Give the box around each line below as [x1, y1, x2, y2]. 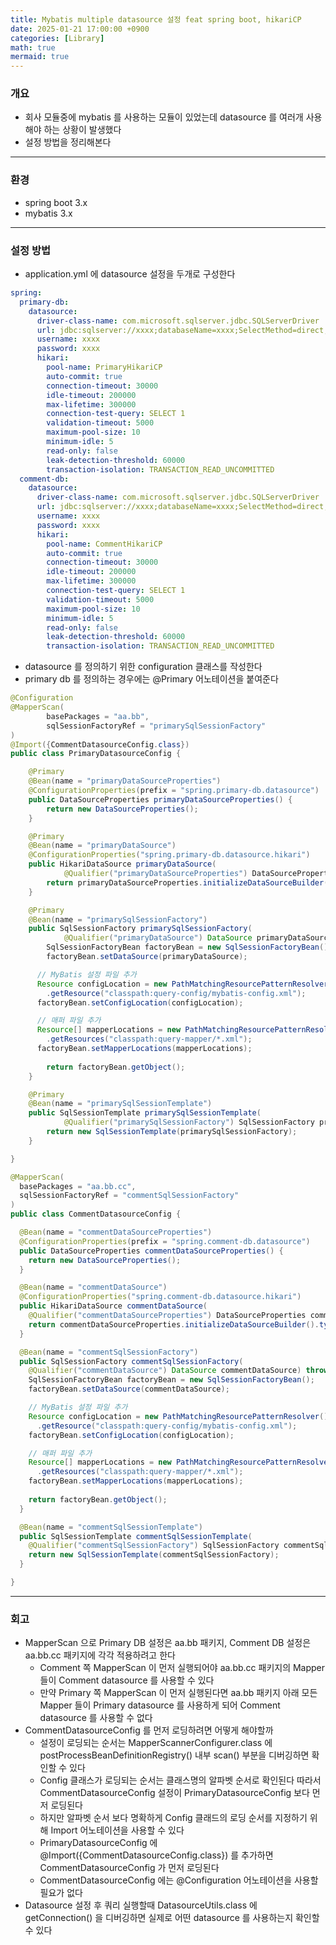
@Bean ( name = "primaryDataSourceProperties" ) [28, 776, 222, 786]
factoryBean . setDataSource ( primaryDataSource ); [46, 952, 248, 962]
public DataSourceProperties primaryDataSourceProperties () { [28, 794, 293, 805]
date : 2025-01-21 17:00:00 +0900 [10, 24, 150, 34]
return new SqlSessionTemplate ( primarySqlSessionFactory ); [46, 1127, 298, 1137]
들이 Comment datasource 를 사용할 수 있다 [39, 1674, 215, 1686]
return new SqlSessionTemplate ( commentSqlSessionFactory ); [28, 1550, 280, 1560]
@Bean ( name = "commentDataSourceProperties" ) [19, 1227, 213, 1238]
